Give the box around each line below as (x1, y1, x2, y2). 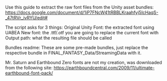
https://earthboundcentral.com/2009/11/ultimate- (53, 65, 155, 71)
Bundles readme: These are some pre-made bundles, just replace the (5, 45, 148, 50)
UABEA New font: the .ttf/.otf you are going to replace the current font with (5, 30, 159, 35)
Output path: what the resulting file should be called (5, 35, 112, 41)
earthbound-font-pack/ (5, 70, 53, 76)
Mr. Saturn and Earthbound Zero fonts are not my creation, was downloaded (5, 60, 162, 65)
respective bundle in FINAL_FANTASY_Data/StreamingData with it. (5, 50, 141, 56)
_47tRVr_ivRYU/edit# (5, 15, 48, 20)
